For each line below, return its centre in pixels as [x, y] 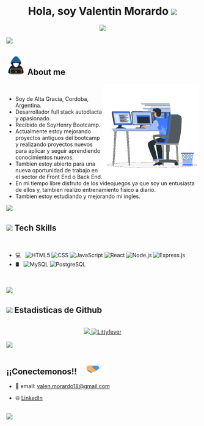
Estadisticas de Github [58, 310]
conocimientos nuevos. [45, 157]
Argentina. [28, 105]
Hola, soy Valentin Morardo [98, 11]
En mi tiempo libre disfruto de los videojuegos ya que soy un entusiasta [105, 183]
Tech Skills [35, 228]
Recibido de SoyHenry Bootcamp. [58, 125]
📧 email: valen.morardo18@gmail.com [62, 386]
